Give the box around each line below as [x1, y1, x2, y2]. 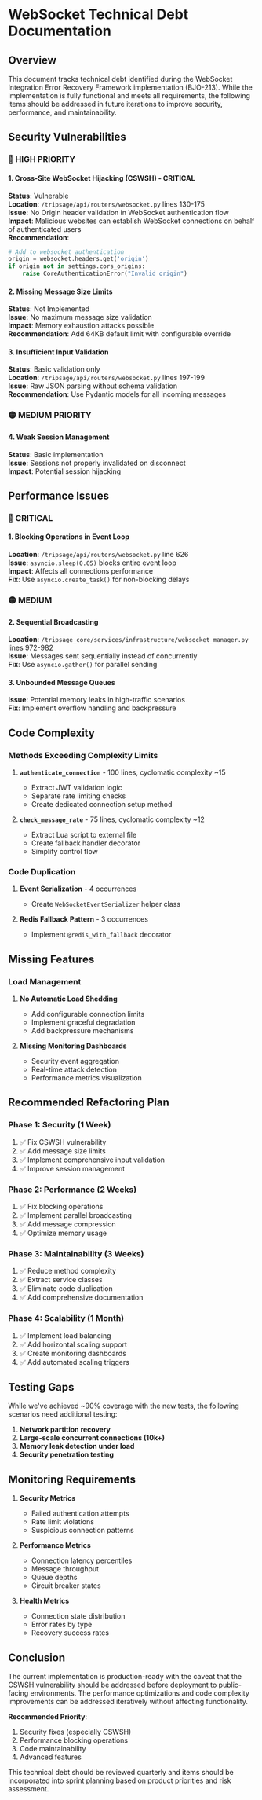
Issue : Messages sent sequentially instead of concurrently [8, 651, 198, 661]
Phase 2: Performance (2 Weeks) [8, 1184, 137, 1195]
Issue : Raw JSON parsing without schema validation [8, 381, 178, 390]
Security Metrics [19, 1494, 76, 1503]
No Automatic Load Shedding [19, 994, 118, 1003]
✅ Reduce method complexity [19, 1267, 116, 1276]
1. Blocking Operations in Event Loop [8, 532, 130, 541]
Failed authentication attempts [31, 1509, 129, 1518]
